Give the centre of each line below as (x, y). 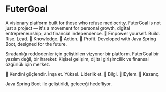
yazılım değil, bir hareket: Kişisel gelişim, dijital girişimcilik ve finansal (77, 59)
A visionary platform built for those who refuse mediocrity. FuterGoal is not (83, 23)
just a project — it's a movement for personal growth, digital (68, 28)
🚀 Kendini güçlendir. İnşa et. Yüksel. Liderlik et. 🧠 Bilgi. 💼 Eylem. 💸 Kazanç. (82, 74)
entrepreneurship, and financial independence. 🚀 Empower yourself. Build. (83, 33)
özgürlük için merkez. (28, 64)
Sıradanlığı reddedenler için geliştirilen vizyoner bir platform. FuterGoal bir (82, 54)
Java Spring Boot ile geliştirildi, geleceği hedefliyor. (59, 84)
